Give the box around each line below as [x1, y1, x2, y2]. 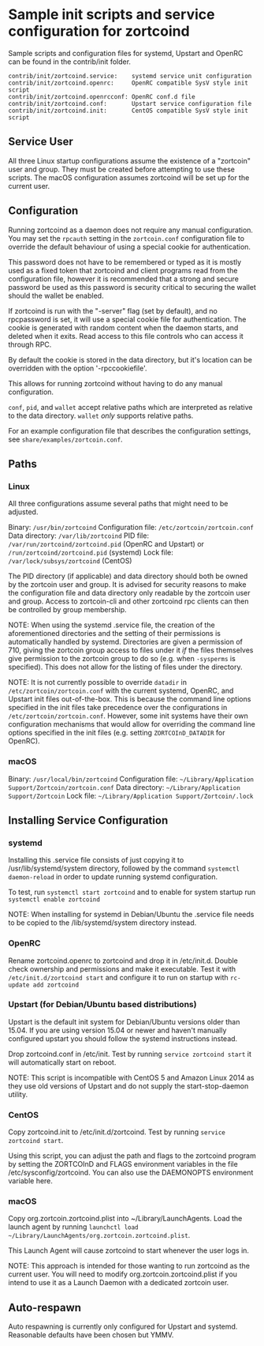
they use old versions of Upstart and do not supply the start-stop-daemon [8, 1081, 249, 1091]
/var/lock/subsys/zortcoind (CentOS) [8, 556, 132, 566]
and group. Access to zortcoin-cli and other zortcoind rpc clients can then [8, 596, 250, 606]
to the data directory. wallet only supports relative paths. [8, 411, 194, 420]
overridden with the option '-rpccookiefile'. [8, 363, 147, 373]
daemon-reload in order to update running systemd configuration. [8, 872, 218, 882]
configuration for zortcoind [8, 22, 191, 40]
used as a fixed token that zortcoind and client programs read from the [8, 265, 238, 275]
